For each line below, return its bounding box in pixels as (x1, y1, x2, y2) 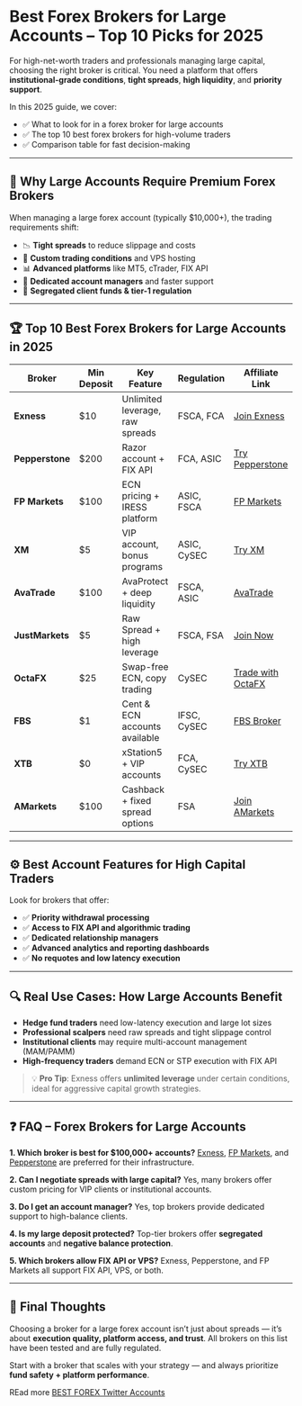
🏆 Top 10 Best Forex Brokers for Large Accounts (9, 321, 287, 337)
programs (121, 560, 164, 572)
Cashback (121, 783, 164, 796)
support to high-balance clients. (9, 1211, 129, 1221)
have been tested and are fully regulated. (9, 1342, 162, 1353)
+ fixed (121, 794, 152, 807)
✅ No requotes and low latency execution (22, 952, 181, 964)
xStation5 (121, 745, 164, 758)
